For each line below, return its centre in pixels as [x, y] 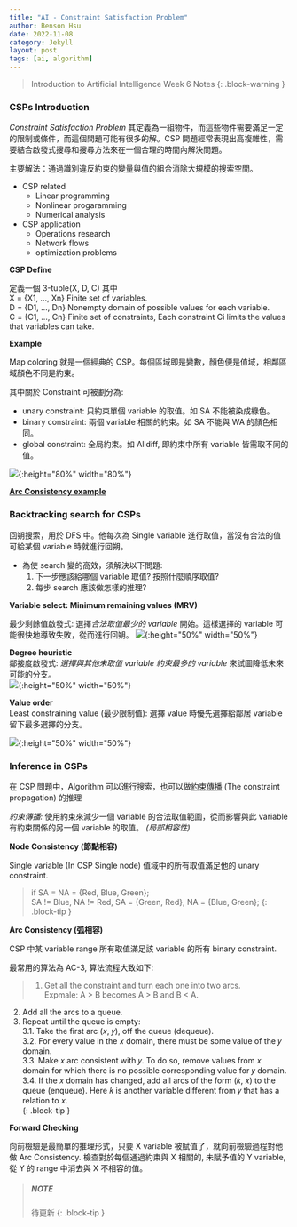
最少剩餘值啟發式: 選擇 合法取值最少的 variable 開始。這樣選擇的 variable [141, 623]
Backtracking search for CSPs [75, 515]
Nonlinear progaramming [81, 205]
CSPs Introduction [50, 107]
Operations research [73, 234]
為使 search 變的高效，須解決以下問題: [92, 565]
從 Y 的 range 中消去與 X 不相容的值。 [78, 1168]
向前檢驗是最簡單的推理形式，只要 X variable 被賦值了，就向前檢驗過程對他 [146, 1146]
